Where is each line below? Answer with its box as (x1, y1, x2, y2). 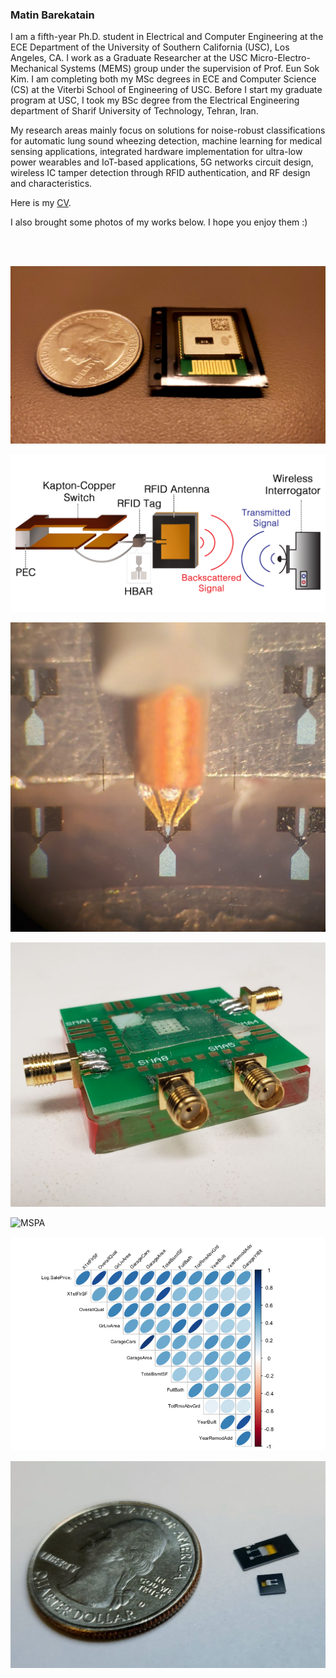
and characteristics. (10, 178, 93, 190)
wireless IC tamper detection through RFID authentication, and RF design (10, 167, 311, 179)
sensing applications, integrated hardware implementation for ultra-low (10, 146, 303, 158)
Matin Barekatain (10, 8, 95, 22)
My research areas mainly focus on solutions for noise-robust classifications (10, 124, 326, 137)
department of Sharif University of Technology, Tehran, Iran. (10, 105, 259, 117)
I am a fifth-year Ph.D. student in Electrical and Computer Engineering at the (10, 31, 324, 43)
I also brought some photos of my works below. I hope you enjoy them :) (10, 216, 308, 228)
